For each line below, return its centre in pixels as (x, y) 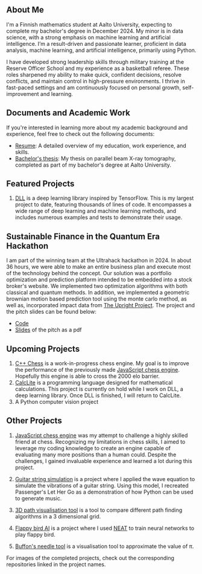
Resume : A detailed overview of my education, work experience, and (101, 145)
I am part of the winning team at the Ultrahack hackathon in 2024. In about (99, 260)
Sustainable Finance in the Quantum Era (83, 236)
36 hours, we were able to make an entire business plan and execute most (99, 267)
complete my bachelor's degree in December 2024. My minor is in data (95, 31)
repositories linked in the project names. (56, 564)
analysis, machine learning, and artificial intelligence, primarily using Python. (101, 50)
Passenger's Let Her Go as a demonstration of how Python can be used (104, 492)
